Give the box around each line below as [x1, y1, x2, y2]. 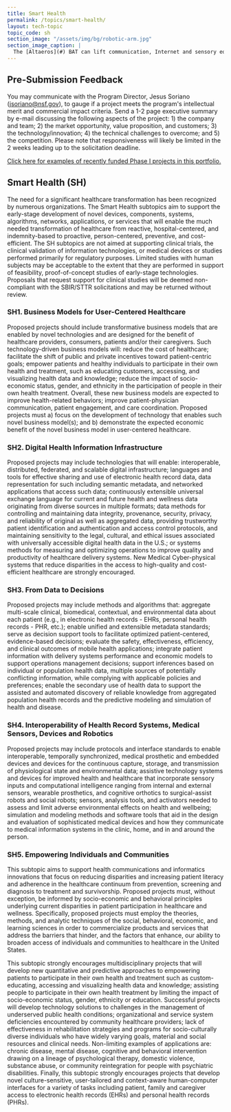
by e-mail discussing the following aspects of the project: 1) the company [7, 114, 215, 123]
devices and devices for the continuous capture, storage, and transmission [7, 759, 219, 768]
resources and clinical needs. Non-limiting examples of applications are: [7, 1039, 212, 1047]
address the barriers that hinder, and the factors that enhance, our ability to [7, 931, 221, 939]
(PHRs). [7, 1098, 29, 1106]
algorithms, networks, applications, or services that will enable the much [7, 217, 212, 225]
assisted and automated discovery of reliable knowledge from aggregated [7, 689, 217, 697]
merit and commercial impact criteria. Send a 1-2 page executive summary [7, 107, 218, 115]
